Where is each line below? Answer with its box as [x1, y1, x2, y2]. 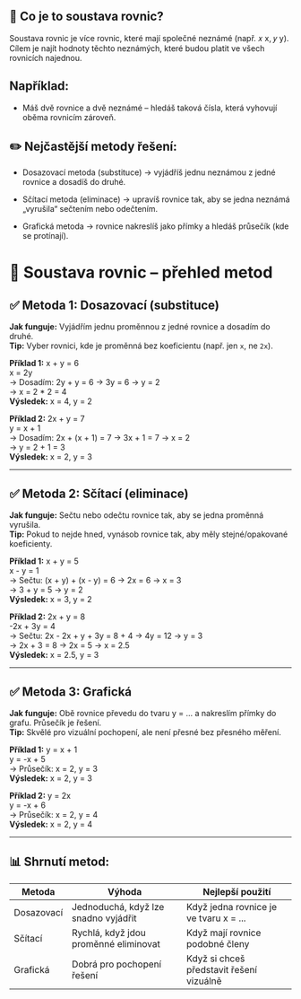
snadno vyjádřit [71, 912, 137, 925]
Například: [9, 78, 70, 94]
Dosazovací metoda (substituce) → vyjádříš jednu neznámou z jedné [21, 167, 276, 178]
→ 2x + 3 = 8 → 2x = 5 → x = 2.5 [9, 640, 130, 651]
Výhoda [107, 885, 142, 898]
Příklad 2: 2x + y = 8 [9, 611, 86, 622]
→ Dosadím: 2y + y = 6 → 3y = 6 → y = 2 [9, 377, 160, 388]
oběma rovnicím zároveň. [21, 111, 116, 122]
